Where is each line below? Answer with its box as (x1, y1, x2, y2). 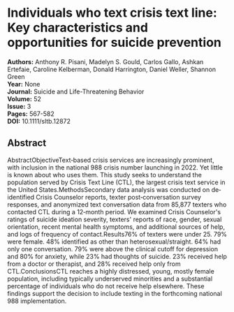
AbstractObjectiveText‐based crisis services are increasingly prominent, (7, 156, 214, 164)
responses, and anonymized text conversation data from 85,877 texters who (7, 200, 227, 209)
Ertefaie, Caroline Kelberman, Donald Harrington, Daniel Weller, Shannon (7, 65, 217, 73)
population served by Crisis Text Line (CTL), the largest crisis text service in (7, 178, 226, 186)
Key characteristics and (7, 20, 149, 36)
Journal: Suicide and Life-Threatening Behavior (7, 87, 145, 96)
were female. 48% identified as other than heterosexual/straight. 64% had (7, 237, 221, 246)
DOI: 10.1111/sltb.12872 (7, 117, 71, 125)
